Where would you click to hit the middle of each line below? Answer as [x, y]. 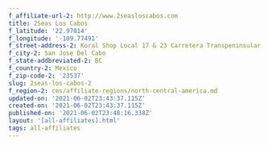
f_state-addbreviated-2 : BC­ [56, 61]
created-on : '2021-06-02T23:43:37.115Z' [77, 106]
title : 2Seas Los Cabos [48, 23]
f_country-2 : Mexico [43, 68]
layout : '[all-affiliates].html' [64, 121]
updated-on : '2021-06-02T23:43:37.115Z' [77, 98]
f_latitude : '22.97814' [48, 31]
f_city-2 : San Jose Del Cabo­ [57, 53]
